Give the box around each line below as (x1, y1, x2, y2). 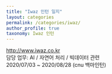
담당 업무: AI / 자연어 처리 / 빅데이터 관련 (6, 54, 100, 61)
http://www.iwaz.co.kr (6, 47, 60, 54)
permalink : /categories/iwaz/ (6, 20, 81, 25)
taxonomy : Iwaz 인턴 (6, 31, 55, 37)
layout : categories (6, 14, 55, 20)
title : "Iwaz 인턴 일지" (6, 8, 63, 15)
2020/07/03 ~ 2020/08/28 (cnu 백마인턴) (6, 62, 107, 69)
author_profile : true (6, 25, 60, 31)
